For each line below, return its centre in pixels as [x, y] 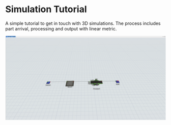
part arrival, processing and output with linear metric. [61, 28]
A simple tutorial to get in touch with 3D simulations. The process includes [83, 23]
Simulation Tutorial [46, 9]
